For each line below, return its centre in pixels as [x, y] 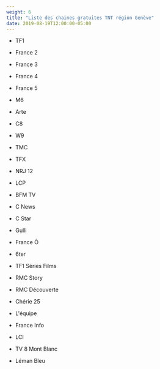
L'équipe [26, 313]
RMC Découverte [37, 290]
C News [25, 207]
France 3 [26, 64]
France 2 [26, 53]
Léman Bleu [30, 361]
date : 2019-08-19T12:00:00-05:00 [49, 23]
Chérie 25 [28, 302]
